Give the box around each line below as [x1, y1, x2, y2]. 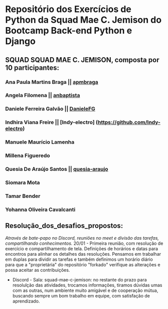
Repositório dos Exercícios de [5, 4, 132, 15]
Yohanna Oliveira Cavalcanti [5, 206, 76, 213]
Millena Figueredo [5, 152, 50, 159]
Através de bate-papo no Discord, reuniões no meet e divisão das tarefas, [5, 235, 159, 241]
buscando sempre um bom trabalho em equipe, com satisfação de [12, 292, 150, 298]
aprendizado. [12, 298, 40, 304]
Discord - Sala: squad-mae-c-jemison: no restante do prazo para [12, 276, 147, 282]
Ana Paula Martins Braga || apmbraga [5, 78, 99, 85]
